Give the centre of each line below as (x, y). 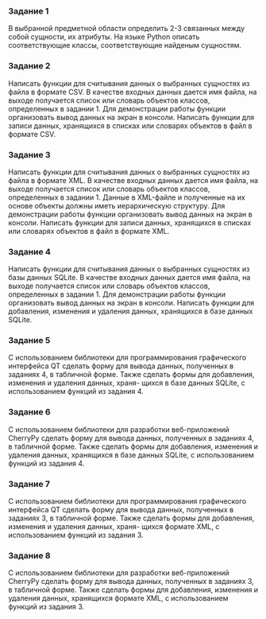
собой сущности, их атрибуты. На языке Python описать (104, 37)
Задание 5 (29, 341)
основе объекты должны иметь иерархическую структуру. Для (117, 205)
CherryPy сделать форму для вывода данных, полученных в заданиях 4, (131, 438)
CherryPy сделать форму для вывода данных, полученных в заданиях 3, (131, 582)
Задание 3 (29, 154)
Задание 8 (29, 556)
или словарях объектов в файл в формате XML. (89, 231)
